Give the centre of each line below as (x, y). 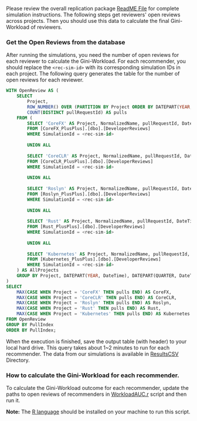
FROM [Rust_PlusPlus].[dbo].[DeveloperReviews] (86, 227)
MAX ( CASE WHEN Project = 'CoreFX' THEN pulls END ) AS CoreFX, (94, 292)
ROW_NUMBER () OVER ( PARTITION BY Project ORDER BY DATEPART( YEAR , (110, 107)
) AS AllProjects (38, 271)
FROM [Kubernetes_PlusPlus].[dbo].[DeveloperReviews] (94, 259)
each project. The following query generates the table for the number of (93, 74)
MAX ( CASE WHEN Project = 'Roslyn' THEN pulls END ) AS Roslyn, (94, 303)
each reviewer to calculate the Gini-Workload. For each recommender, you (96, 61)
